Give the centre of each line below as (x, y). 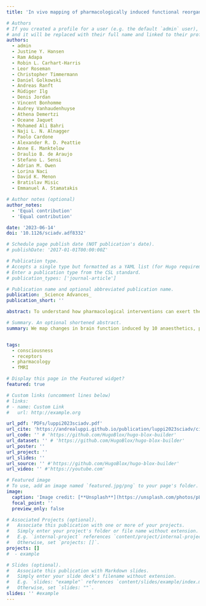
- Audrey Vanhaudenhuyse (44, 108)
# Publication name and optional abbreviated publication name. (90, 289)
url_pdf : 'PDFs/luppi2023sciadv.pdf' (55, 423)
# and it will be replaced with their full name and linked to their (97, 34)
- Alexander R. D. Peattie (46, 143)
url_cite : (19, 430)
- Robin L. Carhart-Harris (46, 63)
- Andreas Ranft (32, 86)
